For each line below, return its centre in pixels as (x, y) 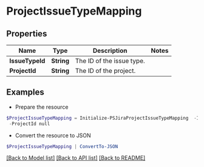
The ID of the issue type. (110, 61)
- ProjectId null (29, 124)
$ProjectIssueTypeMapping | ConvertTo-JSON (62, 146)
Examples (25, 92)
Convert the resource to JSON (53, 135)
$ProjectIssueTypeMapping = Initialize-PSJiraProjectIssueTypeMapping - (102, 118)
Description (110, 51)
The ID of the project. (105, 71)
